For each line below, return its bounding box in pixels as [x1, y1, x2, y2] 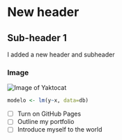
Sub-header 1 [7, 32, 68, 44]
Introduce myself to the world [17, 125, 102, 134]
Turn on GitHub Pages [17, 109, 82, 118]
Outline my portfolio [17, 118, 75, 126]
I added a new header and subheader [7, 50, 115, 59]
